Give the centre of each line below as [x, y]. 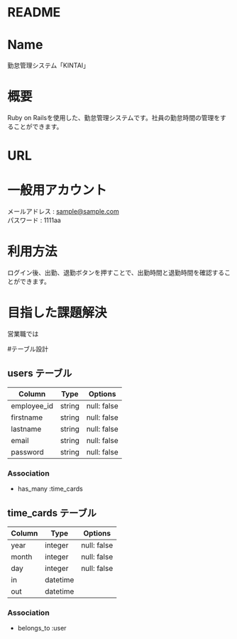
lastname [26, 429]
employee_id [32, 405]
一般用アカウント [57, 191]
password [27, 452]
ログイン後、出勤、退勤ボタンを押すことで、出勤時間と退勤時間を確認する [116, 273]
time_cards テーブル [52, 513]
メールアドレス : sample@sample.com [63, 212]
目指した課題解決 [57, 313]
